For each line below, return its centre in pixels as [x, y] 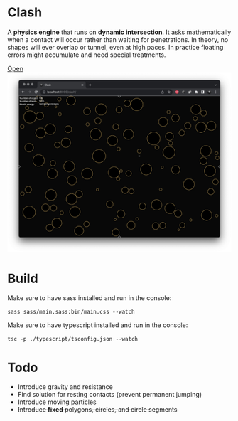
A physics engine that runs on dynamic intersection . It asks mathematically [119, 32]
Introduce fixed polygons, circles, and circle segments [97, 410]
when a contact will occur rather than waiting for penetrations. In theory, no [118, 39]
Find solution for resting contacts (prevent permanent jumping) [110, 395]
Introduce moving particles [57, 402]
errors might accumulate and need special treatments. [87, 55]
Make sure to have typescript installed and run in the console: [98, 325]
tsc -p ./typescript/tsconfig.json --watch [73, 339]
